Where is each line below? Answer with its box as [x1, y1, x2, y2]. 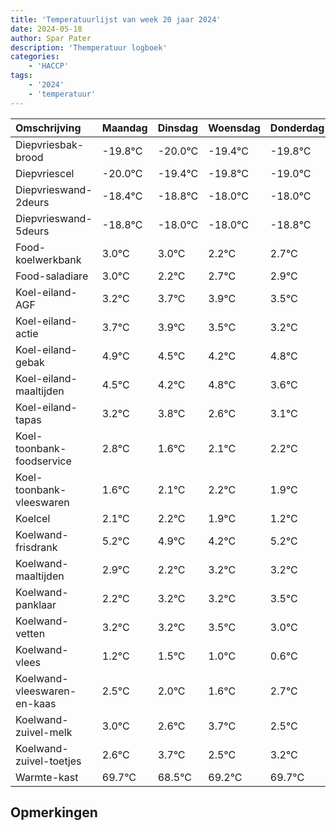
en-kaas [15, 696, 57, 710]
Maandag [101, 121, 148, 135]
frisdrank [15, 540, 58, 554]
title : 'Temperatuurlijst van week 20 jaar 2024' [10, 14, 222, 25]
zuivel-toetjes [15, 754, 82, 768]
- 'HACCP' [28, 61, 70, 71]
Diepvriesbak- [15, 137, 85, 151]
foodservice [15, 454, 72, 468]
